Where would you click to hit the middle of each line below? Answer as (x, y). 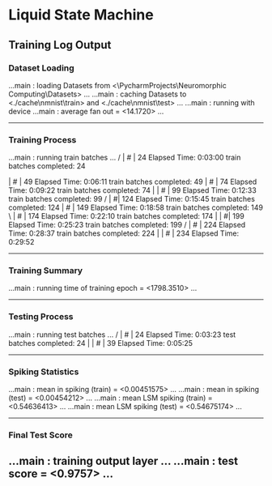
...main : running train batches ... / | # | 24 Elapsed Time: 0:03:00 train (125, 158)
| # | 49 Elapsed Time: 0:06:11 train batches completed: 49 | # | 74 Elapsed (133, 182)
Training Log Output (60, 45)
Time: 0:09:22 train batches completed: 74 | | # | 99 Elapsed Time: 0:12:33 (132, 190)
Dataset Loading (41, 68)
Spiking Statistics (44, 372)
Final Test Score (40, 435)
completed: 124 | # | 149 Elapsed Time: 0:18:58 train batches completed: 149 (136, 207)
